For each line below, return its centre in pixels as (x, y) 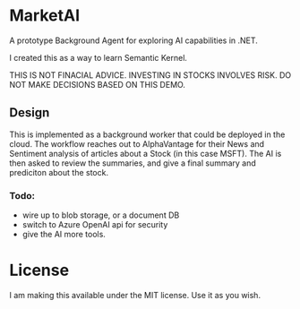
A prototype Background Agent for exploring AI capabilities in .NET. (133, 40)
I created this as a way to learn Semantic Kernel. (99, 57)
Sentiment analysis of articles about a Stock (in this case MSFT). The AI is (146, 153)
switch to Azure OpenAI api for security (95, 225)
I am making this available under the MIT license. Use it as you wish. (135, 295)
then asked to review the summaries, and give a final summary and (133, 163)
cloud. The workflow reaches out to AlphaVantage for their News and (137, 143)
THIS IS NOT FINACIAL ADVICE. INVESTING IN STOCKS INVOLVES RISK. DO (150, 75)
